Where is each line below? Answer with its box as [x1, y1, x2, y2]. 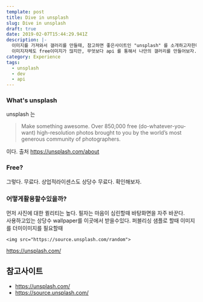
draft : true [6, 25, 36, 32]
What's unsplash [6, 96, 57, 104]
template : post [6, 8, 45, 15]
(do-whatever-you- [138, 123, 186, 130]
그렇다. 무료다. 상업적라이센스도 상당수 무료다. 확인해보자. [6, 178, 142, 185]
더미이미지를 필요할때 [12, 225, 63, 232]
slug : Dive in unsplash [6, 20, 66, 26]
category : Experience [6, 54, 61, 60]
